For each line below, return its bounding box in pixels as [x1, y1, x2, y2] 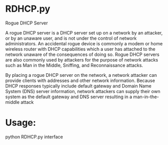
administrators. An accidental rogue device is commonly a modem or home [5, 40, 163, 46]
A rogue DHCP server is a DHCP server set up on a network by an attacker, [5, 30, 163, 36]
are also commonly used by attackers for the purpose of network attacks [5, 56, 158, 63]
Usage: [5, 117, 37, 129]
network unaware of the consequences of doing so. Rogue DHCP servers [5, 51, 159, 57]
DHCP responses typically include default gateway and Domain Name [5, 82, 152, 89]
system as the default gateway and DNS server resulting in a [5, 94, 132, 100]
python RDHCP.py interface [5, 133, 63, 140]
